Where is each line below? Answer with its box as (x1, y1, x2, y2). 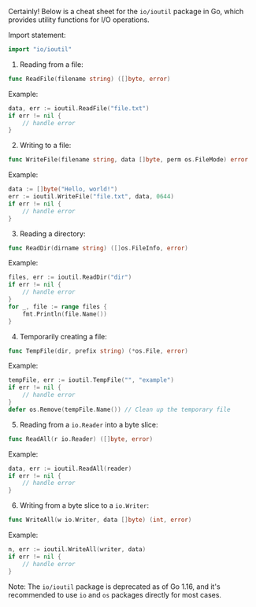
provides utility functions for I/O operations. (8, 15, 150, 24)
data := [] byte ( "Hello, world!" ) (8, 185, 118, 194)
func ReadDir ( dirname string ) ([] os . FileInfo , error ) (8, 244, 189, 252)
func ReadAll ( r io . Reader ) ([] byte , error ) (8, 435, 154, 443)
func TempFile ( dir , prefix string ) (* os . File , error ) (8, 346, 189, 355)
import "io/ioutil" (8, 46, 72, 54)
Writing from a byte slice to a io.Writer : (19, 501, 150, 510)
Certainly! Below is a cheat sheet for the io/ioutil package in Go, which (8, 7, 244, 16)
